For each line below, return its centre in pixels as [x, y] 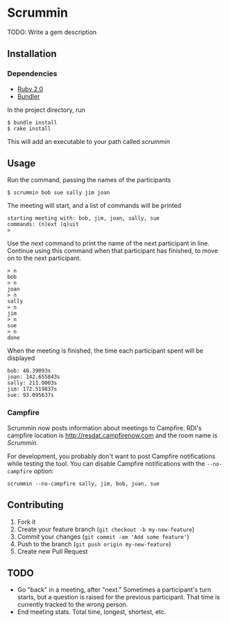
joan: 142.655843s [34, 377]
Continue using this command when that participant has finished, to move [113, 251]
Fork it [26, 521]
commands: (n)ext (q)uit [43, 225]
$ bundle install [32, 122]
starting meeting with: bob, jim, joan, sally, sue [83, 218]
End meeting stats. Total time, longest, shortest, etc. [92, 612]
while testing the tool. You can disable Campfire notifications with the [106, 463]
